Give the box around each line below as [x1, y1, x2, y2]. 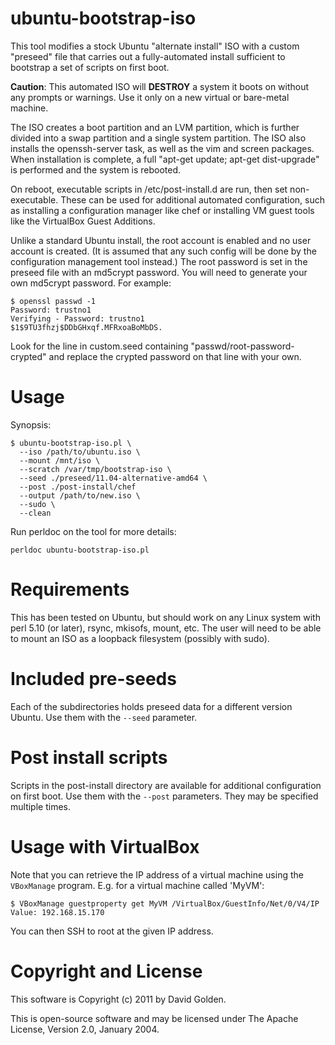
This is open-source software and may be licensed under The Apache [10, 1012, 299, 1024]
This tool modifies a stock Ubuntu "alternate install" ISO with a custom [10, 40, 300, 52]
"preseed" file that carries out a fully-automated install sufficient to [10, 50, 286, 62]
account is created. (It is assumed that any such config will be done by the [10, 245, 317, 257]
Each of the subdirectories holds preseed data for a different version [10, 700, 293, 712]
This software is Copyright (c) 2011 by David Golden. [10, 993, 227, 1005]
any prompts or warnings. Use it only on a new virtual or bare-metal [10, 91, 290, 103]
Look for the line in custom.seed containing [10, 340, 189, 352]
